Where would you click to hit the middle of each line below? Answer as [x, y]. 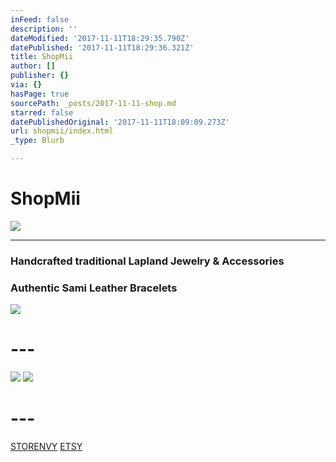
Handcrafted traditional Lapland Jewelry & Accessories [147, 261]
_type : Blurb [37, 141]
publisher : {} [40, 76]
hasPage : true [40, 94]
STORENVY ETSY [46, 447]
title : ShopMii [42, 57]
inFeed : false [40, 19]
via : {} [26, 85]
